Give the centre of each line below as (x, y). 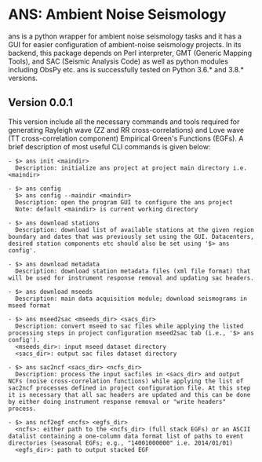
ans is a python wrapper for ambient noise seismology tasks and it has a (125, 36)
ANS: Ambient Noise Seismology (117, 15)
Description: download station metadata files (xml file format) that (133, 271)
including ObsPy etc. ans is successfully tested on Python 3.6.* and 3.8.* (126, 69)
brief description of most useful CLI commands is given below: (109, 146)
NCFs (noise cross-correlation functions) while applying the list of (126, 381)
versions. (23, 78)
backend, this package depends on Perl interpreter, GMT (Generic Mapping (130, 53)
